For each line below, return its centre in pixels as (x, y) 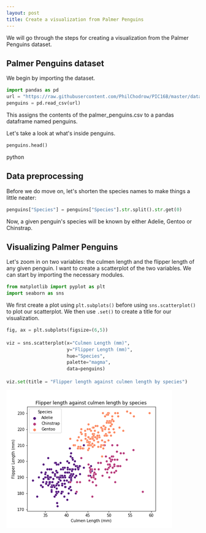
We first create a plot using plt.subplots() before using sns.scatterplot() (101, 305)
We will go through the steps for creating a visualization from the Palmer (97, 37)
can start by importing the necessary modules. (65, 275)
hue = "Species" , (86, 356)
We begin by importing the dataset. (51, 78)
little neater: (21, 197)
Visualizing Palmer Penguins (62, 247)
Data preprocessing (45, 176)
